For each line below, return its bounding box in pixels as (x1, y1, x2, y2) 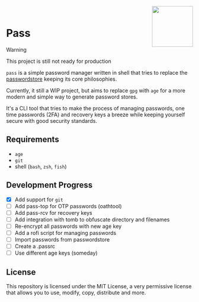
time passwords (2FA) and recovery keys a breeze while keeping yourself (6, 111, 185, 118)
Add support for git (14, 196, 63, 203)
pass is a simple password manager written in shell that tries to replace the (6, 69, 188, 76)
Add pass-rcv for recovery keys (14, 209, 93, 216)
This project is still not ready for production (6, 58, 111, 65)
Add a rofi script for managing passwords (14, 229, 117, 236)
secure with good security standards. (6, 117, 98, 124)
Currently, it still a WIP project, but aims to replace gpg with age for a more (6, 87, 185, 94)
